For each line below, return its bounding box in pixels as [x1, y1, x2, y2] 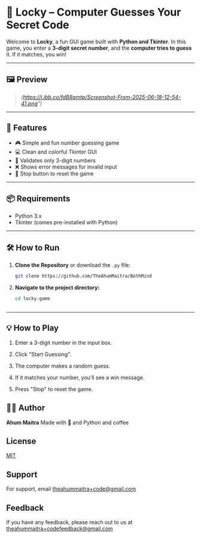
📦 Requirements [6, 193, 71, 203]
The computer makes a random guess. [14, 362, 111, 369]
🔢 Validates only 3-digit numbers [14, 157, 96, 164]
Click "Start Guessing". [14, 350, 72, 357]
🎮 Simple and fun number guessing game [14, 139, 120, 146]
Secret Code [6, 18, 69, 32]
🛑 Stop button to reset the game [14, 170, 94, 177]
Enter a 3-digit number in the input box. [14, 339, 112, 346]
